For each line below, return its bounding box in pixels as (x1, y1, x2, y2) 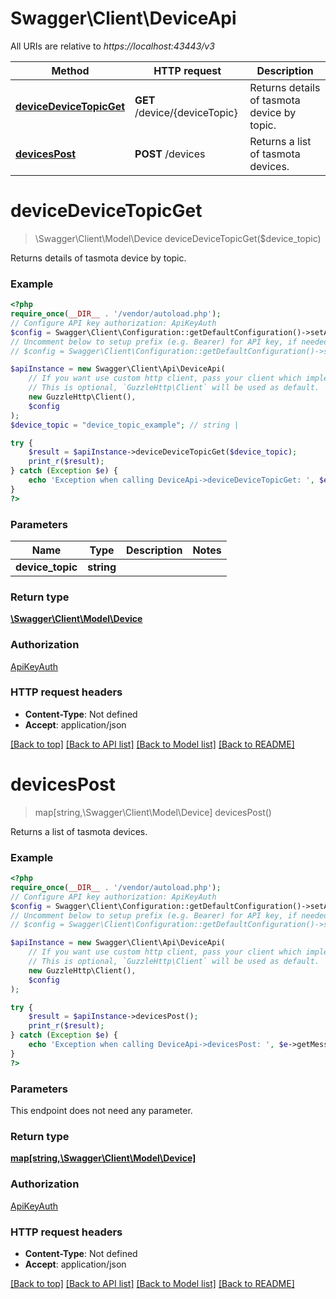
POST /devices (134, 147, 206, 161)
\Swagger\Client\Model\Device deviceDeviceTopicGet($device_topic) (34, 232, 322, 244)
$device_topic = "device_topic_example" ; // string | (10, 420, 240, 430)
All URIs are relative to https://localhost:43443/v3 (10, 40, 215, 52)
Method (51, 63, 90, 77)
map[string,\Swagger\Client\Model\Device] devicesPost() (34, 806, 272, 818)
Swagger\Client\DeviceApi (10, 7, 237, 30)
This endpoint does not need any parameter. (10, 1105, 193, 1117)
